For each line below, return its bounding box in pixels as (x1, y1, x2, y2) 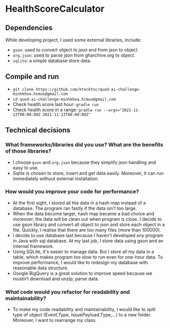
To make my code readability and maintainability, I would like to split (12, 307, 156, 313)
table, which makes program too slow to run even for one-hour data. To (12, 254, 163, 260)
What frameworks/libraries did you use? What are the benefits (5, 141, 163, 148)
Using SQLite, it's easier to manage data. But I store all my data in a (12, 248, 154, 255)
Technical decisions (5, 126, 70, 135)
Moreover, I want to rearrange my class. (12, 317, 97, 323)
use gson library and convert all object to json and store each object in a (12, 221, 165, 228)
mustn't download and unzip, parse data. (12, 275, 100, 282)
